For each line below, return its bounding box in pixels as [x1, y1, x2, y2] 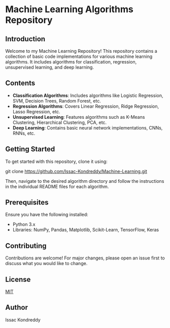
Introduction [5, 35, 46, 43]
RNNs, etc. [12, 130, 36, 136]
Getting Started [5, 145, 55, 153]
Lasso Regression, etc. [12, 108, 60, 115]
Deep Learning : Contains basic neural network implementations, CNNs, [12, 124, 163, 130]
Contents [5, 79, 36, 87]
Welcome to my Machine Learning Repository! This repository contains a [5, 48, 157, 54]
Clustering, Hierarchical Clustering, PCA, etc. [12, 119, 107, 125]
